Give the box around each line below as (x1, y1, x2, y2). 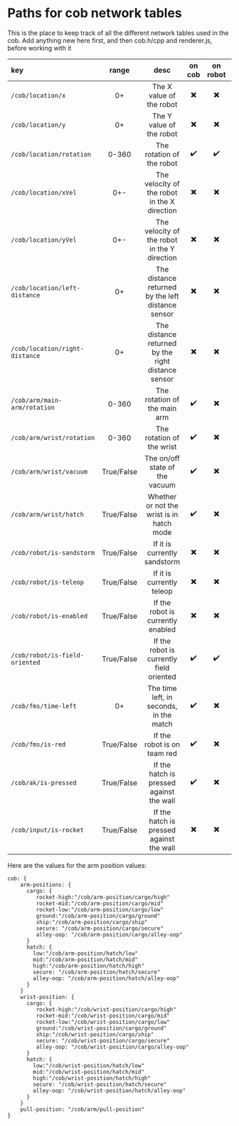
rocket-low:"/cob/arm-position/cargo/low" (36, 906, 164, 913)
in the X (149, 196, 176, 206)
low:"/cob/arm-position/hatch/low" (33, 950, 139, 957)
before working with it (7, 43, 72, 52)
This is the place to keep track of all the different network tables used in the (7, 29, 229, 37)
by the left (145, 291, 179, 301)
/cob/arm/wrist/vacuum (11, 467, 87, 476)
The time (147, 683, 177, 693)
